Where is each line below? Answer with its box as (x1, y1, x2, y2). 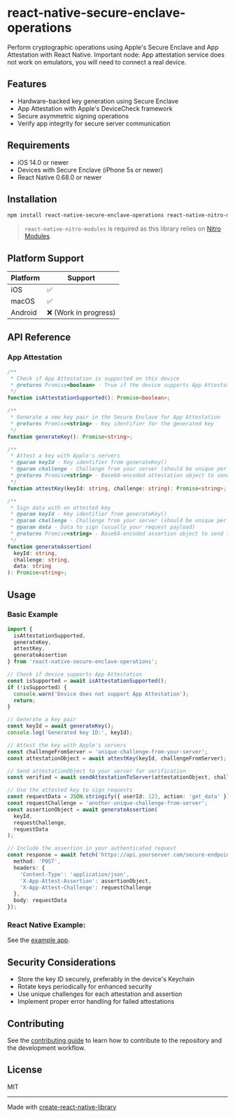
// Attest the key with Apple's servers (7, 742, 127, 749)
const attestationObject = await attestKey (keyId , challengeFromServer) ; (7, 755, 227, 762)
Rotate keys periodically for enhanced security (17, 983, 152, 991)
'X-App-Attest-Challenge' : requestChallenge (20, 884, 152, 891)
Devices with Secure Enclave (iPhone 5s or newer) (17, 165, 163, 174)
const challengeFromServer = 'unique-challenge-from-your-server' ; (7, 748, 208, 755)
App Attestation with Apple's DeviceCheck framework (17, 104, 173, 113)
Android (10, 308, 37, 318)
